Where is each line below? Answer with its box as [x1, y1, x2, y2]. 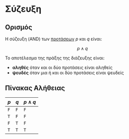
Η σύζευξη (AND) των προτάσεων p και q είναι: [5, 36, 102, 42]
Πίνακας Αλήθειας [5, 84, 65, 92]
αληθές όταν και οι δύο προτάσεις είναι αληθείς [12, 65, 113, 70]
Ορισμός [5, 23, 32, 31]
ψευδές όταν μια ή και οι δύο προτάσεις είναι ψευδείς [12, 70, 124, 76]
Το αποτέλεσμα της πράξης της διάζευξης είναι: [5, 55, 104, 61]
